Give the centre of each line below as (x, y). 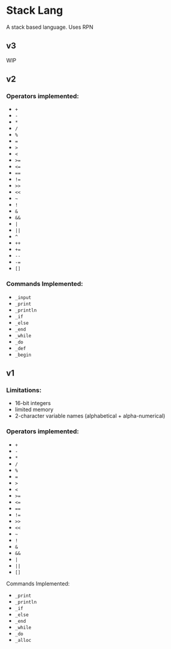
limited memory (34, 410)
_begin (23, 355)
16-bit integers (33, 403)
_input (23, 297)
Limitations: (24, 390)
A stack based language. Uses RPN (50, 27)
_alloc (23, 640)
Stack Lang (35, 10)
